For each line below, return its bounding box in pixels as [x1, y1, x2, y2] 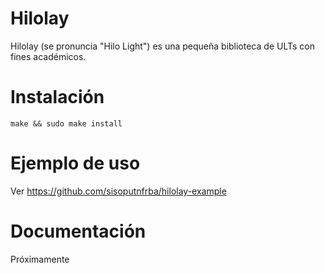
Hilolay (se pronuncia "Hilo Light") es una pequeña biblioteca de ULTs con [10, 40, 315, 52]
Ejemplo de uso [10, 152, 141, 175]
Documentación [10, 220, 147, 242]
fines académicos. [10, 50, 87, 62]
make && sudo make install [10, 118, 123, 129]
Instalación [10, 86, 105, 109]
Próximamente [10, 253, 70, 265]
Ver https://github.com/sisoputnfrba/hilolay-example [10, 185, 227, 197]
